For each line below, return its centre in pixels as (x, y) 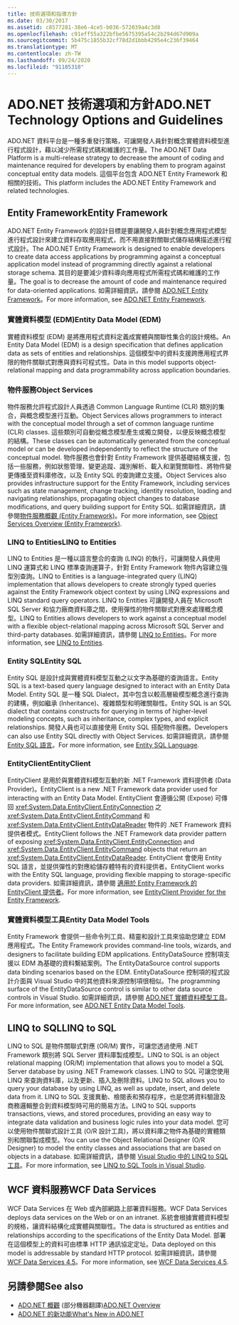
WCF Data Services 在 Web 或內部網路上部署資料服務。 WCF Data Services (117, 1208)
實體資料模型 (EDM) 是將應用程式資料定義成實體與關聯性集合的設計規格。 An (119, 336)
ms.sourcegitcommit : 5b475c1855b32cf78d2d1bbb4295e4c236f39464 (103, 41)
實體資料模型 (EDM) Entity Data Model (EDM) (84, 320)
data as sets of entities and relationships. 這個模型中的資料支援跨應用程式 (115, 353)
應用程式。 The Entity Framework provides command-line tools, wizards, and (119, 945)
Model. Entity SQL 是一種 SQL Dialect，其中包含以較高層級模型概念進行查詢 (118, 694)
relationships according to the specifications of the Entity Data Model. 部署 (117, 1235)
